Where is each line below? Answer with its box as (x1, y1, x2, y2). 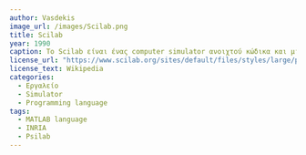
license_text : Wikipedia (9, 65, 104, 74)
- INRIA (17, 124, 47, 133)
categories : (9, 73, 55, 82)
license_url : (9, 56, 59, 65)
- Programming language (17, 98, 107, 108)
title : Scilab (9, 30, 64, 39)
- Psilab (17, 132, 51, 141)
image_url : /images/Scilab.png (9, 22, 128, 31)
